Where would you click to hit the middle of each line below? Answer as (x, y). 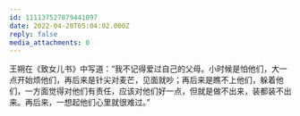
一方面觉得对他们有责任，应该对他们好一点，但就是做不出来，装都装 (150, 91)
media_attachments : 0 (50, 42)
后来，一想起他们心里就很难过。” (91, 103)
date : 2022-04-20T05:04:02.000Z (69, 26)
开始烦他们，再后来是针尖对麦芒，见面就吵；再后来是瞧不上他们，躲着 (146, 80)
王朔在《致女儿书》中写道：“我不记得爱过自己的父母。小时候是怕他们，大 (145, 69)
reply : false (34, 34)
